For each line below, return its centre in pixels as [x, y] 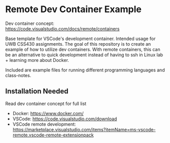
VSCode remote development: [44, 124]
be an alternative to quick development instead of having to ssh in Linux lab [84, 55]
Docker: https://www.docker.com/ [48, 113]
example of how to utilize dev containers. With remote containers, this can [83, 49]
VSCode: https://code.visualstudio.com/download [65, 119]
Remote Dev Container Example [74, 9]
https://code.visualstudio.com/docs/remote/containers [62, 28]
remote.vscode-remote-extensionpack [53, 135]
